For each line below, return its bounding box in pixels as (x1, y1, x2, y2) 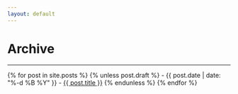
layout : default (7, 10, 55, 18)
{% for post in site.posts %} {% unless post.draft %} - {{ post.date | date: (7, 71, 221, 79)
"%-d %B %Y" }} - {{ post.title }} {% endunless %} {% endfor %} (7, 78, 198, 87)
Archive (7, 40, 55, 57)
